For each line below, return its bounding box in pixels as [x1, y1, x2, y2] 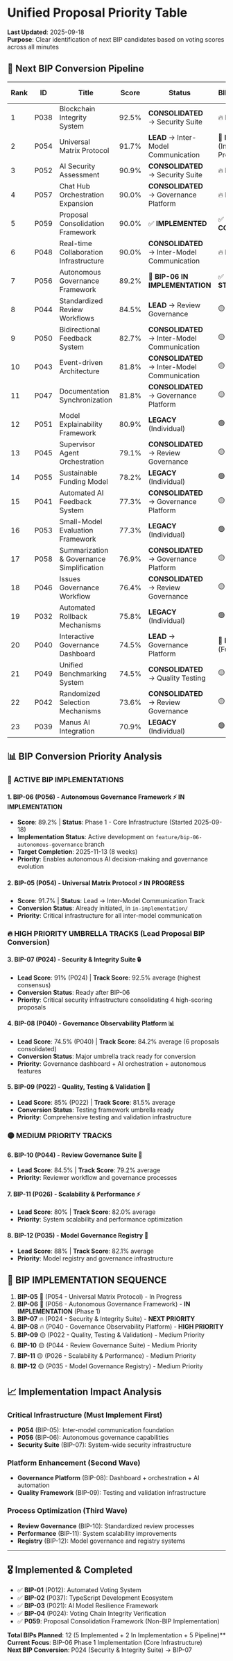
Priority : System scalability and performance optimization [17, 1215, 183, 1224]
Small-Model [59, 517, 103, 526]
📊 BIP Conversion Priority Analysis [7, 751, 162, 763]
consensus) [17, 980, 51, 989]
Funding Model [59, 476, 109, 486]
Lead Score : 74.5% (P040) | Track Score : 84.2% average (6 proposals [17, 1037, 220, 1046]
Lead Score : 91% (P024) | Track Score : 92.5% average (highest [17, 973, 201, 982]
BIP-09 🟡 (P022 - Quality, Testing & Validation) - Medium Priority [17, 1331, 205, 1339]
